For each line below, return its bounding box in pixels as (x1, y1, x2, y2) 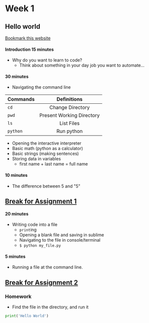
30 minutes (5, 74, 29, 79)
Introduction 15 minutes (5, 46, 54, 52)
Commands (7, 96, 35, 103)
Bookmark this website (5, 35, 51, 41)
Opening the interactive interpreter (12, 140, 82, 146)
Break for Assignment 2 (5, 278, 78, 286)
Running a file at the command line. (12, 264, 83, 270)
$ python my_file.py (19, 243, 61, 248)
